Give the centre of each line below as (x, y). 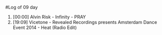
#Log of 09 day (22, 7)
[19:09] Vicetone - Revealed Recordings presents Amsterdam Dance (85, 22)
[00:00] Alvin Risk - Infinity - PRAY (49, 17)
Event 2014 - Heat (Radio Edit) (45, 27)
